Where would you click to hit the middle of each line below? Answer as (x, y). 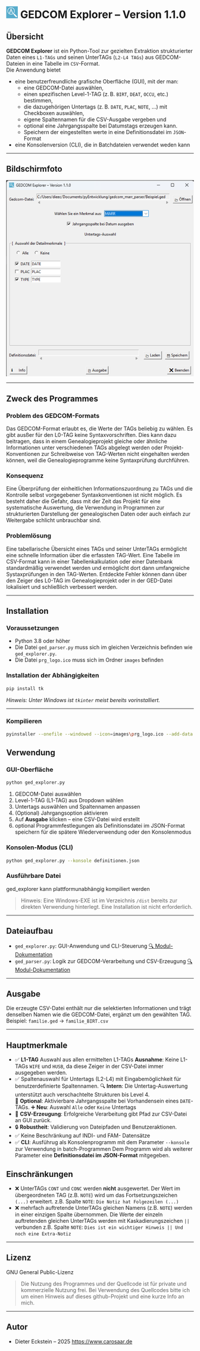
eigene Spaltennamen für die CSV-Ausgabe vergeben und (95, 119)
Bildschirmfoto (34, 169)
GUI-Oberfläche (30, 770)
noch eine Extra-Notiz (43, 1234)
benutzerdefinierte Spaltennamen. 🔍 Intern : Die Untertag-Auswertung (101, 1086)
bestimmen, (38, 100)
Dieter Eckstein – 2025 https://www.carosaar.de (74, 1341)
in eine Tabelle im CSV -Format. (63, 63)
